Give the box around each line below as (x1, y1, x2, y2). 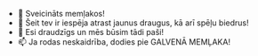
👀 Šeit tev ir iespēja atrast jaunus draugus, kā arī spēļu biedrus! (17, 17, 249, 28)
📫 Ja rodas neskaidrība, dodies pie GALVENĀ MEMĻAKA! (17, 37, 231, 47)
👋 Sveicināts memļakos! (17, 9, 105, 18)
